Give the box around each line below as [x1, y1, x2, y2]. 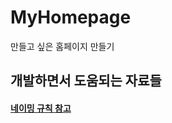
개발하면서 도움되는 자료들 [10, 72, 162, 90]
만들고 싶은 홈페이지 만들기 [10, 40, 115, 52]
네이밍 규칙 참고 [10, 102, 72, 114]
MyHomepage [10, 6, 132, 29]
